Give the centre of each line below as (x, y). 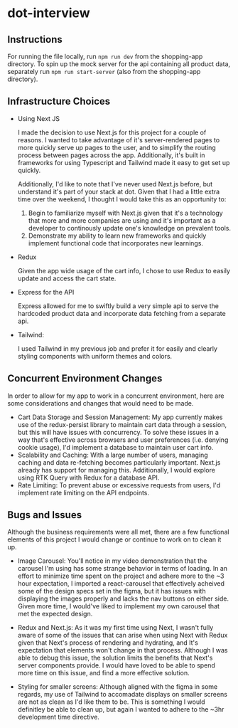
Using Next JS (39, 118)
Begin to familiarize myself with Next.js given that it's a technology (125, 213)
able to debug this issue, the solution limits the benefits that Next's (115, 658)
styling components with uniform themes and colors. (95, 356)
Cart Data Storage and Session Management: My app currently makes (120, 417)
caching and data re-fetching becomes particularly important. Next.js (119, 462)
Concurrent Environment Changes (85, 379)
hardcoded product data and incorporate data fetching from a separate (121, 313)
